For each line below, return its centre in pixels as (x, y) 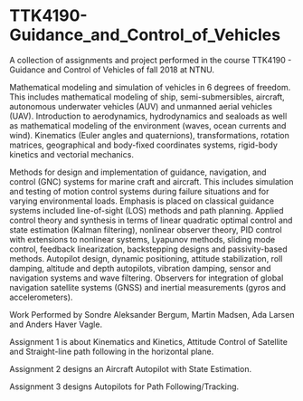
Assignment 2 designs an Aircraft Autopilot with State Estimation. (130, 368)
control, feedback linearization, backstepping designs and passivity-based (148, 249)
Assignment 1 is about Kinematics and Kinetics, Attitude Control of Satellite (148, 341)
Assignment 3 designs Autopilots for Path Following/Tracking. (124, 387)
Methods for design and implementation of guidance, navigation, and (138, 172)
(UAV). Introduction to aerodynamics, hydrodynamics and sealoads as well (148, 116)
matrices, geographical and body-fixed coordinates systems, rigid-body (144, 145)
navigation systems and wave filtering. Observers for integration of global (147, 278)
